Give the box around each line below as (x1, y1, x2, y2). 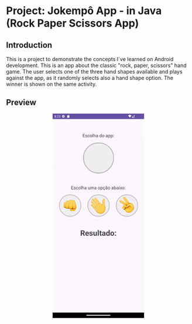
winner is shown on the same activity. (6, 81, 97, 88)
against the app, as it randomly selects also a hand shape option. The (6, 75, 174, 81)
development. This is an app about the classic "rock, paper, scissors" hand (6, 62, 187, 69)
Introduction (6, 40, 53, 50)
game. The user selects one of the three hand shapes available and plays (6, 68, 183, 75)
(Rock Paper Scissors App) (6, 16, 139, 30)
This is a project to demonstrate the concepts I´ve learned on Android (6, 56, 174, 62)
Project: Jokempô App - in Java (6, 4, 162, 18)
